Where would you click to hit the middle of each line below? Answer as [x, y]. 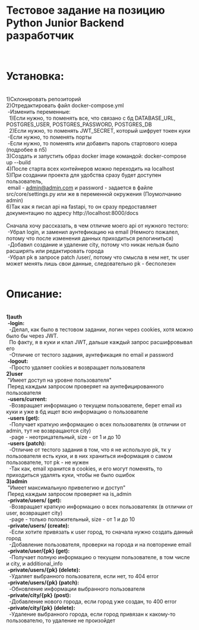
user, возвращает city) [34, 513]
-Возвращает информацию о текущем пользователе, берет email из [95, 405]
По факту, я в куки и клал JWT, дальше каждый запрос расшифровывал [101, 342]
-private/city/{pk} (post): [39, 595]
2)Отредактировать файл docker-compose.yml [65, 105]
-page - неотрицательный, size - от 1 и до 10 [65, 437]
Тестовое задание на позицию [86, 10]
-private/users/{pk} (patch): [43, 582]
